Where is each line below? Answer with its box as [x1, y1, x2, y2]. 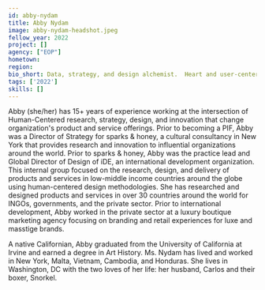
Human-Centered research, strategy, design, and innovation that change [8, 115, 244, 125]
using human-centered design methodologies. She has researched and [8, 183, 240, 192]
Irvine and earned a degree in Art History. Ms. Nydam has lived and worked [8, 248, 253, 258]
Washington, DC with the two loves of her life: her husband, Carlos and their [8, 265, 256, 274]
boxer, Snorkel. [8, 273, 58, 283]
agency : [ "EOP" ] [8, 48, 62, 56]
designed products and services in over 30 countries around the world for [8, 190, 248, 200]
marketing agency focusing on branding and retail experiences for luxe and [8, 216, 252, 225]
